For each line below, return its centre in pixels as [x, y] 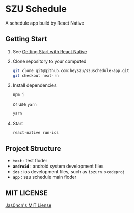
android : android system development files [58, 166]
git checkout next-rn [35, 75]
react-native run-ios [35, 133]
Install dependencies [35, 85]
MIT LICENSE [27, 193]
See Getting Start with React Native [50, 51]
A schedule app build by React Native [45, 23]
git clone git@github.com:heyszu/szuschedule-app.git [71, 70]
